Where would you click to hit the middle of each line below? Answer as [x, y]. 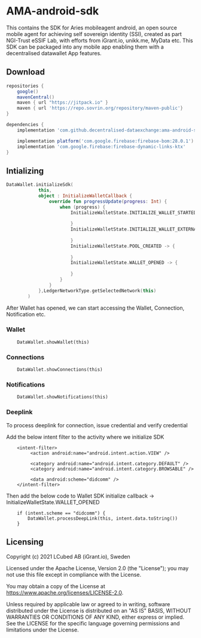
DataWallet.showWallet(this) [53, 342]
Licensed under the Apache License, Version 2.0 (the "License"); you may [98, 568]
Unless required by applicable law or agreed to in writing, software [88, 604]
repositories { [25, 86]
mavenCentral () [36, 97]
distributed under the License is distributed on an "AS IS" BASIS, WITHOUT [99, 610]
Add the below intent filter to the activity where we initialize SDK [85, 437]
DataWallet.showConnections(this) [60, 370]
